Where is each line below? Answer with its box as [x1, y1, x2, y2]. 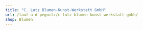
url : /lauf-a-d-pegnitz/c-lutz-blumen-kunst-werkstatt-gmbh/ [5, 12, 138, 17]
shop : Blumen [5, 17, 33, 22]
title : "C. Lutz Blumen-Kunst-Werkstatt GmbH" [5, 7, 106, 13]
